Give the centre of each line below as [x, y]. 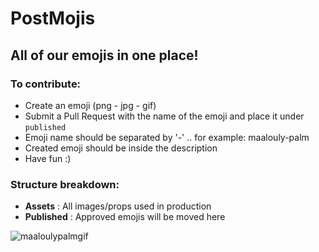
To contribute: [46, 84]
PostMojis [53, 18]
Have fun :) [48, 158]
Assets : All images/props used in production [118, 206]
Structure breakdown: [65, 184]
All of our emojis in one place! [104, 55]
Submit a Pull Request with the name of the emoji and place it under [164, 116]
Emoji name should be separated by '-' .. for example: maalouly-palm [167, 137]
